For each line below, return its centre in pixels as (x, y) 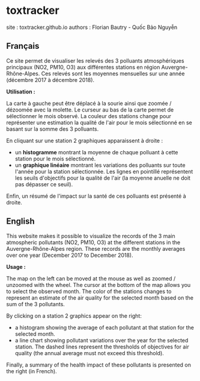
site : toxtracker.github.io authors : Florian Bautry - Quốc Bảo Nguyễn (92, 27)
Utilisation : (21, 92)
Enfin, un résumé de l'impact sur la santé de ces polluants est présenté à (96, 196)
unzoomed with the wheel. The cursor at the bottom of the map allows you (98, 285)
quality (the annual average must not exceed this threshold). (89, 353)
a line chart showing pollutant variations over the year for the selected (102, 340)
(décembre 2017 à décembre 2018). (50, 80)
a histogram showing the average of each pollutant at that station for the (104, 327)
